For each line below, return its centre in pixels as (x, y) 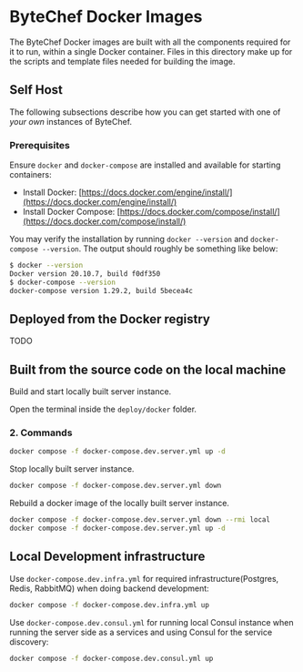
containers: (30, 175)
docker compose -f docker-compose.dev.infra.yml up (109, 605)
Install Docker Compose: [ (71, 212)
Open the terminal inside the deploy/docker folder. (103, 409)
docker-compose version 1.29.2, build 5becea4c (101, 290)
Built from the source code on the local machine (148, 369)
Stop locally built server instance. (72, 469)
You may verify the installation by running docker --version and (129, 239)
